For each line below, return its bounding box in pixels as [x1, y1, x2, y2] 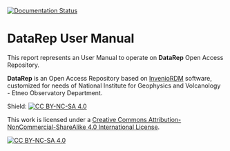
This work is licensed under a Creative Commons [7, 115, 147, 123]
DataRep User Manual [7, 31, 135, 46]
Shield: [7, 102, 27, 110]
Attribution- [148, 115, 182, 123]
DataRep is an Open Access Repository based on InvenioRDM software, [7, 74, 212, 82]
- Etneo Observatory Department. [7, 88, 103, 97]
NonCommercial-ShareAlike [7, 123, 86, 131]
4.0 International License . [87, 123, 160, 131]
